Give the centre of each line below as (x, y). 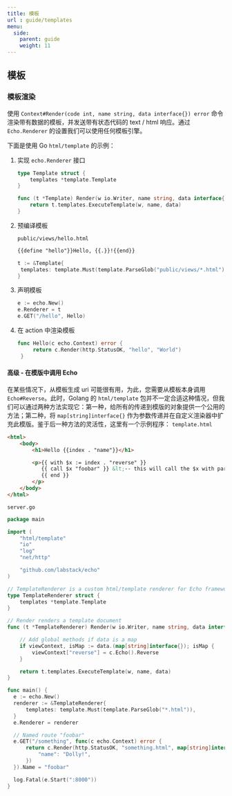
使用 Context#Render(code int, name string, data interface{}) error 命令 (115, 113)
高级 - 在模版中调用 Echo (42, 373)
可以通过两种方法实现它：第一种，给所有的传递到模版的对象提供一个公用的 (119, 406)
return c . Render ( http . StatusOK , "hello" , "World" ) (107, 350)
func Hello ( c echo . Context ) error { (70, 343)
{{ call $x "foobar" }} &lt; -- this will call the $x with (128, 469)
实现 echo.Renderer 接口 (51, 160)
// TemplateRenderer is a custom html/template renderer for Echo (105, 589)
